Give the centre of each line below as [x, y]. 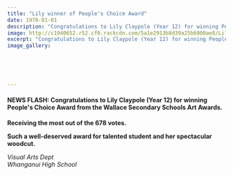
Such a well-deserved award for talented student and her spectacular [110, 136]
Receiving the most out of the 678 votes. [67, 122]
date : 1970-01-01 [32, 20]
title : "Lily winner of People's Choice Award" [77, 13]
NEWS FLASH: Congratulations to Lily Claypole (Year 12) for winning [107, 100]
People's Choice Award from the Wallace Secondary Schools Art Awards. [115, 107]
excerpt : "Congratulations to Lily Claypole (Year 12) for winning [107, 39]
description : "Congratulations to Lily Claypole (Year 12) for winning [113, 26]
